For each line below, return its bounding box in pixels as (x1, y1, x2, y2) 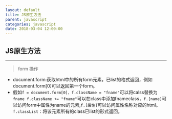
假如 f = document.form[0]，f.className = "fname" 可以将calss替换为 (12, 89, 158, 95)
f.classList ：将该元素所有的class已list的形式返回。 (12, 108, 123, 114)
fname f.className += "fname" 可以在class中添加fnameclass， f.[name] (12, 95, 162, 102)
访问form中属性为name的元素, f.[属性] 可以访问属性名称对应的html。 (17, 102, 161, 108)
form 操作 (17, 66, 38, 72)
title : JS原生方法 (5, 12, 42, 17)
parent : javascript (5, 17, 47, 22)
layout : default (5, 7, 40, 13)
